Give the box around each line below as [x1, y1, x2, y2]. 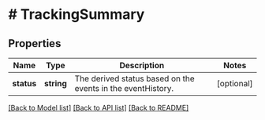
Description [119, 60, 165, 71]
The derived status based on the [74, 73, 195, 84]
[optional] [216, 78, 253, 89]
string [43, 78, 67, 89]
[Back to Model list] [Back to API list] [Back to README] [8, 104, 189, 112]
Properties [8, 37, 62, 50]
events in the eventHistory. [74, 83, 174, 93]
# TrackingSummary [8, 5, 145, 24]
